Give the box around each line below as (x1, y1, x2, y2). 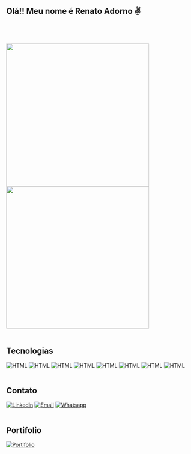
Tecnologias (6, 346, 53, 356)
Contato (6, 386, 37, 396)
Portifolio (6, 425, 42, 435)
